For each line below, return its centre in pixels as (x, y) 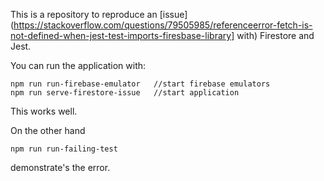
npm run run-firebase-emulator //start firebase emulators (140, 84)
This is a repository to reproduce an (84, 14)
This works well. (44, 111)
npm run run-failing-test (64, 149)
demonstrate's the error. (60, 167)
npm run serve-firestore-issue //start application (125, 93)
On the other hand (48, 130)
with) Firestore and (275, 35)
